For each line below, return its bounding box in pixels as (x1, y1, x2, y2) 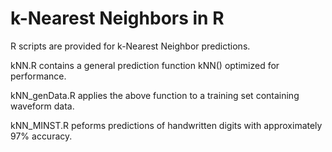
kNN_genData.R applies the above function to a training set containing (10, 89, 300, 101)
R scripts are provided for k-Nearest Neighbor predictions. (10, 40, 251, 52)
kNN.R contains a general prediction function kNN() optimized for (10, 59, 280, 71)
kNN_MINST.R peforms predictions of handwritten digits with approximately (10, 119, 323, 131)
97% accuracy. (10, 130, 73, 142)
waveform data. (10, 100, 75, 112)
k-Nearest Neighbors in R (10, 7, 225, 30)
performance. (10, 70, 67, 82)
